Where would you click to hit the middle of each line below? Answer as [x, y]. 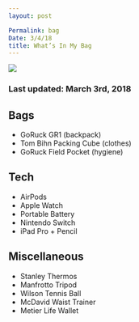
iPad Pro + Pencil [49, 231]
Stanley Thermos [48, 276]
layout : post [30, 16]
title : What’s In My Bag [50, 45]
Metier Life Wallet [49, 310]
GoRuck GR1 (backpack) [61, 134]
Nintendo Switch [48, 222]
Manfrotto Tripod [48, 285]
